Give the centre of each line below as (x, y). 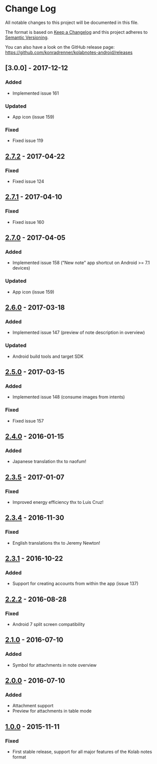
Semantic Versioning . (27, 37)
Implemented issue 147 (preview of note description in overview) (78, 332)
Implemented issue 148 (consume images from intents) (69, 397)
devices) (21, 268)
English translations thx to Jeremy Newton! (56, 543)
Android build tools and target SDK (48, 356)
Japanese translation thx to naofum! (49, 461)
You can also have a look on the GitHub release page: (60, 47)
